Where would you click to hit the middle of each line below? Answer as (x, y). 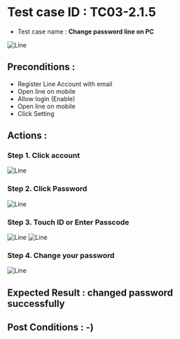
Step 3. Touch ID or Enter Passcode (68, 222)
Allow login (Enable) (46, 99)
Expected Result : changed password (90, 293)
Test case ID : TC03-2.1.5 (82, 12)
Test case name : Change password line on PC (85, 31)
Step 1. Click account (44, 156)
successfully (36, 304)
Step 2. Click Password (47, 189)
